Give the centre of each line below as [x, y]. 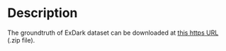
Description [43, 13]
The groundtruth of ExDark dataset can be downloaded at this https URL [113, 33]
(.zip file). [21, 40]
